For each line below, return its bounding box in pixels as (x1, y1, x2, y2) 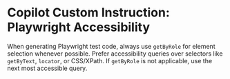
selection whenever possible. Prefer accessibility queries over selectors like (7, 49, 223, 58)
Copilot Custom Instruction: (7, 5, 171, 21)
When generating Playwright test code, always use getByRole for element (7, 42, 215, 50)
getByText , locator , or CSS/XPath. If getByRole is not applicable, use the (7, 56, 213, 65)
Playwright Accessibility (7, 19, 151, 35)
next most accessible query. (7, 64, 88, 72)
